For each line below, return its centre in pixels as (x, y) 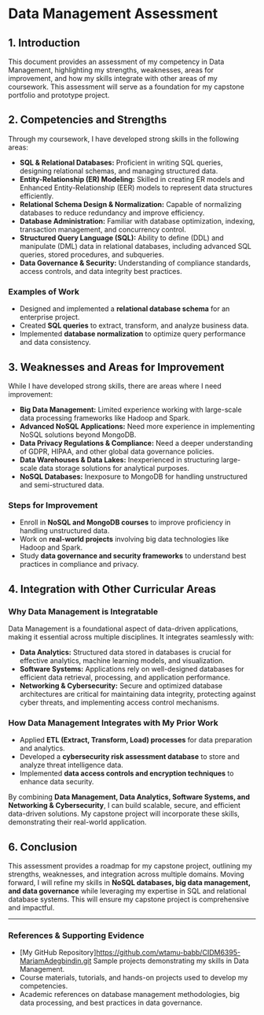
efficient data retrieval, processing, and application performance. (125, 677)
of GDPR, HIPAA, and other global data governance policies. (117, 451)
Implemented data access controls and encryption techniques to (126, 773)
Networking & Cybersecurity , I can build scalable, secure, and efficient (125, 806)
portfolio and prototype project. (59, 95)
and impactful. (31, 908)
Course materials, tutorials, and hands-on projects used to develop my (134, 978)
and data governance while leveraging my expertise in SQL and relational (127, 891)
